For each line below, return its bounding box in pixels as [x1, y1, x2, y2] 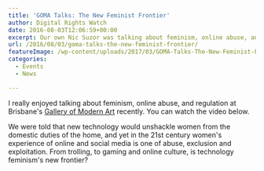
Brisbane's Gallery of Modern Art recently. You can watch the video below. [8, 107, 250, 116]
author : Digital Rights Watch [8, 19, 108, 27]
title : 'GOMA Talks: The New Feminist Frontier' [8, 11, 170, 20]
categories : [8, 56, 47, 64]
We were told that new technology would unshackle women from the [8, 122, 231, 131]
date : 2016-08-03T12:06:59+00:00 [8, 26, 118, 34]
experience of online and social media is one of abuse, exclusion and [8, 138, 232, 147]
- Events [15, 63, 44, 71]
